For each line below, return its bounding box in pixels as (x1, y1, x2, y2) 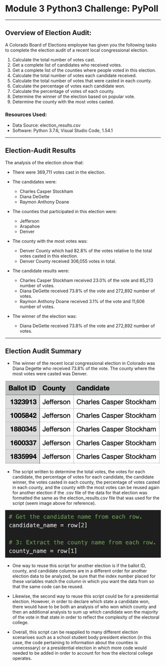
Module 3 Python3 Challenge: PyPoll (5, 3, 159, 14)
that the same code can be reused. (12, 583, 84, 589)
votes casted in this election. (19, 253, 78, 259)
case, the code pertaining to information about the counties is (12, 639, 138, 645)
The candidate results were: (12, 267, 70, 273)
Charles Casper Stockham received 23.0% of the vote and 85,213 (19, 277, 153, 283)
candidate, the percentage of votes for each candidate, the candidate (12, 474, 154, 480)
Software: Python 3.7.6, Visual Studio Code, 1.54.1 (12, 128, 113, 133)
